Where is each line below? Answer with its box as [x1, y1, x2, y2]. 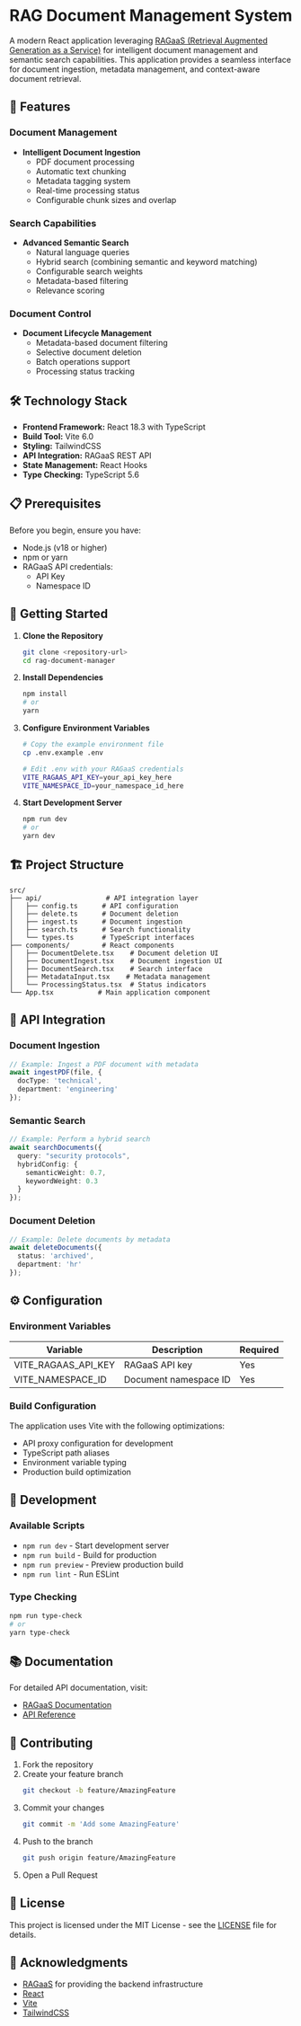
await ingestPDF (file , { [9, 1068, 102, 1077]
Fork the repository [22, 1759, 94, 1770]
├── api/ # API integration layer [9, 893, 199, 903]
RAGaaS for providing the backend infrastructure [22, 1978, 204, 1990]
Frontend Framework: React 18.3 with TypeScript [22, 421, 207, 432]
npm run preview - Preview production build [22, 1559, 184, 1570]
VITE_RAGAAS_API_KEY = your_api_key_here [22, 773, 173, 782]
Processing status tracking [35, 366, 135, 377]
